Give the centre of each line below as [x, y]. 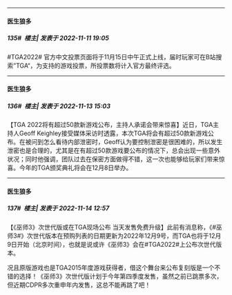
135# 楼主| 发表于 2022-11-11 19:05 [58, 38]
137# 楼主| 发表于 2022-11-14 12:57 [58, 208]
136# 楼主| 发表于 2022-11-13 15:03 [59, 106]
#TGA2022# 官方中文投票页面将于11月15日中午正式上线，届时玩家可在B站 [112, 57]
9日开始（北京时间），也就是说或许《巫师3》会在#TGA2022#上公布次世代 [112, 244]
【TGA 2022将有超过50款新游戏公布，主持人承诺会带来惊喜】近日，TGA [110, 125]
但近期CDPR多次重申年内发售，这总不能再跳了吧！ [79, 285]
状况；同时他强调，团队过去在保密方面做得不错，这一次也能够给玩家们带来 [113, 159]
